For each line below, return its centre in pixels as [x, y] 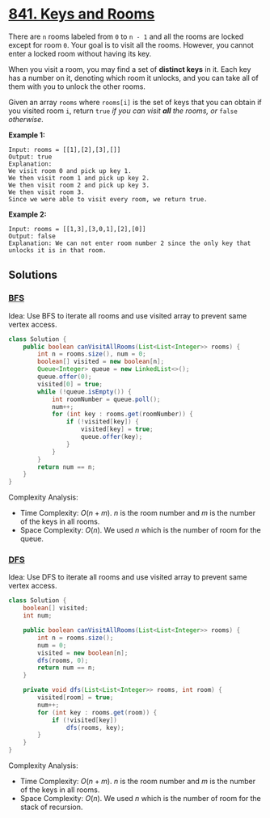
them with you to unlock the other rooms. [77, 86]
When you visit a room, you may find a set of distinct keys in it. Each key [130, 69]
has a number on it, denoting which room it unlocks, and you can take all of [133, 78]
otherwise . [26, 119]
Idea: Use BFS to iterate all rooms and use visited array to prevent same [128, 315]
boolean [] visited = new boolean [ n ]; [101, 362]
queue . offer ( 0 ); [65, 377]
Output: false [32, 236]
